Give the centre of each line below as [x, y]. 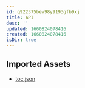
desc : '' [17, 23]
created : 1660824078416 [36, 34]
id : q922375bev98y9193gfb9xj [43, 12]
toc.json [25, 78]
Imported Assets [39, 64]
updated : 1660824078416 [36, 29]
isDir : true [21, 40]
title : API [20, 17]
